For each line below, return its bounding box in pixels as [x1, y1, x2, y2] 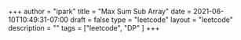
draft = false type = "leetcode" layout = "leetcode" [70, 15, 233, 24]
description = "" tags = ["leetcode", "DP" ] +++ [8, 24, 160, 32]
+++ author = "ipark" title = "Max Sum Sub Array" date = [8, 7, 192, 16]
